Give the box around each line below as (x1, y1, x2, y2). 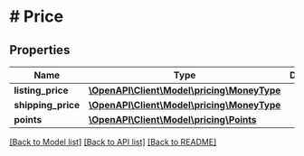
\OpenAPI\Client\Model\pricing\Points (88, 114, 257, 125)
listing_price (14, 84, 70, 96)
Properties (9, 42, 71, 58)
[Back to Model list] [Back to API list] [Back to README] (9, 137, 217, 147)
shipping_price (14, 99, 80, 111)
